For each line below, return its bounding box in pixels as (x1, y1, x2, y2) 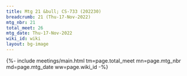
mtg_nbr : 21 (6, 19, 35, 25)
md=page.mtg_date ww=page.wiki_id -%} (6, 63, 109, 70)
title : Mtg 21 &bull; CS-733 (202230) (6, 8, 101, 15)
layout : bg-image (6, 42, 49, 47)
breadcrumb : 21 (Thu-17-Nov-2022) (6, 14, 91, 20)
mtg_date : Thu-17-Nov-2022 (6, 30, 73, 36)
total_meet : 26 (6, 25, 44, 31)
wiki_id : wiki (6, 36, 41, 42)
